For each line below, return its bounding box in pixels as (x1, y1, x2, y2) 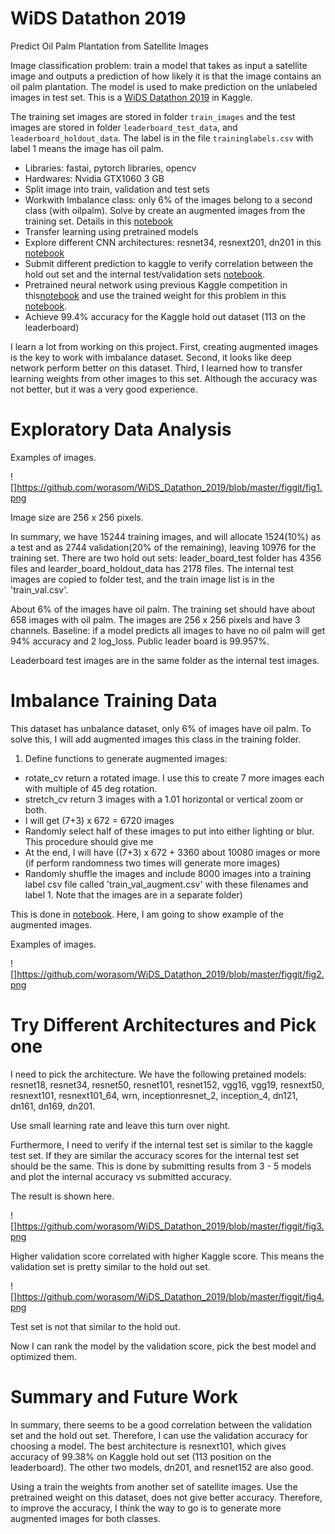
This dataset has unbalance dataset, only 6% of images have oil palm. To (10, 722, 312, 734)
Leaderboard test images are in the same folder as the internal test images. (10, 654, 320, 666)
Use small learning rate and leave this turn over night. (10, 1119, 231, 1131)
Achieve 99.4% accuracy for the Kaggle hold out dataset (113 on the (24, 310, 307, 322)
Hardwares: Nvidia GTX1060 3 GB (24, 172, 165, 184)
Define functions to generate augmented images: (24, 752, 228, 764)
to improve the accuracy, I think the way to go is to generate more (10, 1502, 282, 1514)
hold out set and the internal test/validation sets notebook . (24, 268, 266, 280)
